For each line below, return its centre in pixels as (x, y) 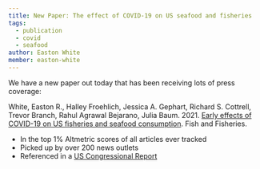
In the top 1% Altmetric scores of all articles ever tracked (113, 139)
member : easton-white (44, 61)
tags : (17, 23)
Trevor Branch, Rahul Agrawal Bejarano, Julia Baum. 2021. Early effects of (130, 115)
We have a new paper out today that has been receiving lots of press (122, 83)
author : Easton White (44, 53)
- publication (39, 30)
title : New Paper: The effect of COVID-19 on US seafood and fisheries (130, 16)
